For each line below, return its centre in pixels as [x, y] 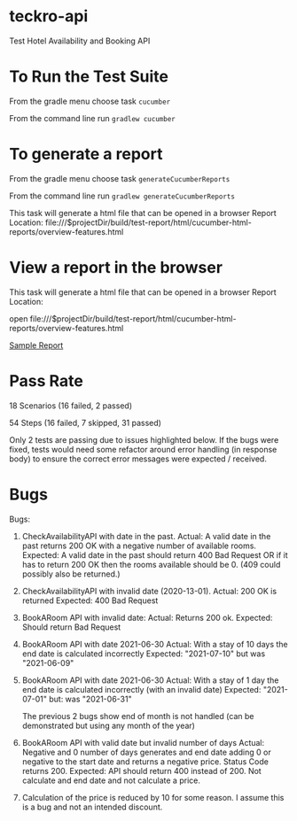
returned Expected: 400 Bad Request [90, 600]
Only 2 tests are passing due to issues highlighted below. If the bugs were [144, 439]
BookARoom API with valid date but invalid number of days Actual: [143, 742]
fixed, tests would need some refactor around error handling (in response [143, 449]
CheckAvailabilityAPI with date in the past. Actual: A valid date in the [146, 536]
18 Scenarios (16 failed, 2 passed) [71, 406]
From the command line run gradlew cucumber [92, 118]
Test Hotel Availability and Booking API [80, 41]
